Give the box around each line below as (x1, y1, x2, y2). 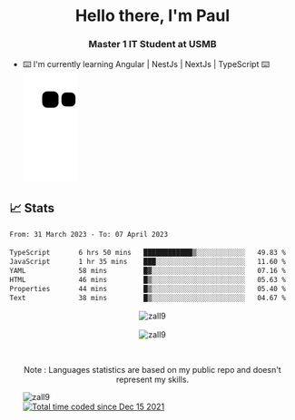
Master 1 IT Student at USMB (88, 38, 217, 51)
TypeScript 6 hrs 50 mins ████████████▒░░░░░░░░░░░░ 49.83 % (9, 249, 286, 258)
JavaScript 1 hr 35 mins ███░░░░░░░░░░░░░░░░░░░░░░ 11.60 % (9, 258, 286, 267)
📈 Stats (9, 200, 55, 216)
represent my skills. (116, 374, 189, 385)
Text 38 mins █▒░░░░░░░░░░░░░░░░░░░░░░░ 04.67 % (9, 294, 286, 303)
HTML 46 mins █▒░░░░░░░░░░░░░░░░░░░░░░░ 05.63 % (9, 276, 286, 285)
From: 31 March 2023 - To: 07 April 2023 (9, 230, 169, 239)
